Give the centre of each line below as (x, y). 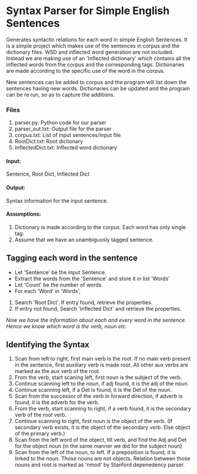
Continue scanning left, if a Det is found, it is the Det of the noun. (93, 390)
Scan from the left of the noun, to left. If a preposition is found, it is (95, 452)
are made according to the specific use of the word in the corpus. (86, 70)
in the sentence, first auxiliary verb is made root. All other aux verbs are (101, 365)
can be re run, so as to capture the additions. (61, 95)
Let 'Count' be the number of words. (59, 285)
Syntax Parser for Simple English (88, 11)
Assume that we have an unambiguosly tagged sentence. (84, 240)
